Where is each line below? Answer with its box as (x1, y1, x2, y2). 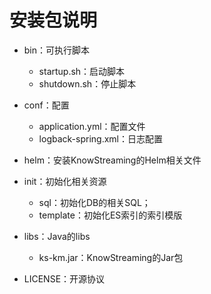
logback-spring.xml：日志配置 (38, 132, 163, 145)
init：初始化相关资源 (23, 175, 107, 187)
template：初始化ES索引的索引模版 (38, 209, 183, 221)
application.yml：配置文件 (38, 120, 146, 132)
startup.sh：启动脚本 (38, 65, 126, 77)
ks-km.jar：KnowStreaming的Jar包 (38, 251, 184, 263)
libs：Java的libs (23, 230, 91, 242)
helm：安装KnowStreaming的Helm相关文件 (23, 154, 202, 166)
